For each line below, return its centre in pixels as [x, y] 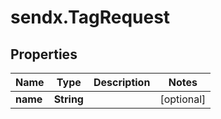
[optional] [183, 99]
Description [122, 82]
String [68, 99]
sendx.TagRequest [90, 17]
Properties [44, 54]
